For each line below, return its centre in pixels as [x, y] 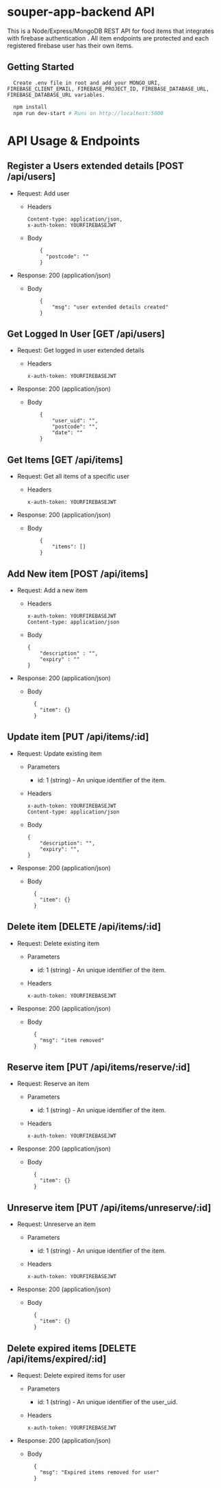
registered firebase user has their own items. [70, 45]
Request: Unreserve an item [56, 1224]
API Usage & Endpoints [74, 141]
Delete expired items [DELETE [72, 1348]
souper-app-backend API [81, 12]
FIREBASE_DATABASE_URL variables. [56, 95]
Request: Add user [43, 193]
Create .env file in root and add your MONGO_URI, [87, 83]
